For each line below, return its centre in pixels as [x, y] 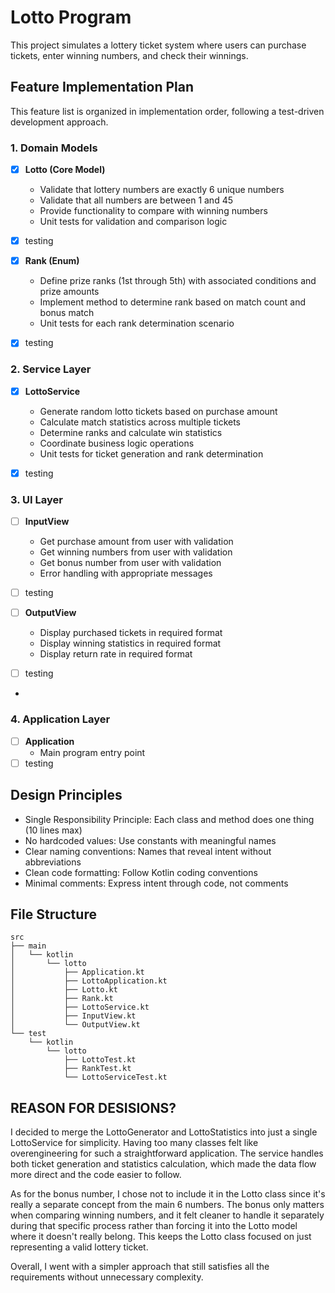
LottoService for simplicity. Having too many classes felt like [134, 1143]
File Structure [53, 914]
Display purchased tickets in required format [131, 633]
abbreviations [53, 862]
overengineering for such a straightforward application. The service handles [167, 1153]
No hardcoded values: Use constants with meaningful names [150, 840]
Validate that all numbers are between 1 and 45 [136, 200]
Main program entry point [92, 752]
